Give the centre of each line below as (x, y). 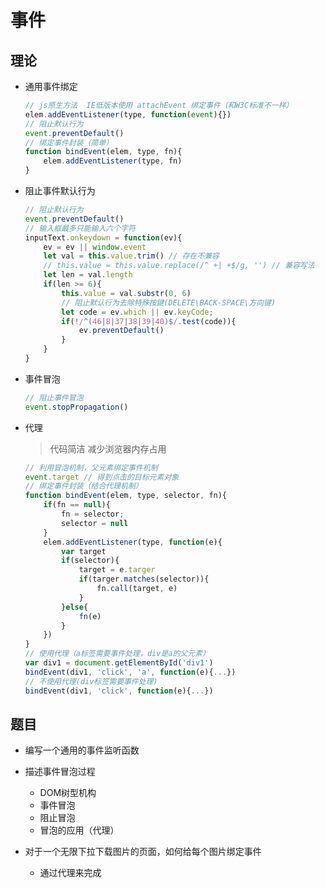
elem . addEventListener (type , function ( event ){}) (128, 114)
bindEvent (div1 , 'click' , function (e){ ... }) (119, 691)
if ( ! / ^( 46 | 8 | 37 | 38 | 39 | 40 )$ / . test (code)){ (149, 321)
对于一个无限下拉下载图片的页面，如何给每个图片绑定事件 (143, 852)
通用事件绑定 (51, 86)
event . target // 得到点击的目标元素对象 (102, 477)
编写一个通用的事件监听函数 (82, 750)
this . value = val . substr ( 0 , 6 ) (126, 293)
